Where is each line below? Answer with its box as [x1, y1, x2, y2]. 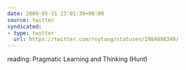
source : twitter [7, 17, 54, 24]
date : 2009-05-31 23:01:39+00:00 [7, 10, 104, 17]
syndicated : [7, 23, 42, 30]
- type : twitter [7, 29, 54, 37]
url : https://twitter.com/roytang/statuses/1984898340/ [13, 36, 179, 43]
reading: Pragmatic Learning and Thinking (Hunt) [7, 55, 148, 63]
